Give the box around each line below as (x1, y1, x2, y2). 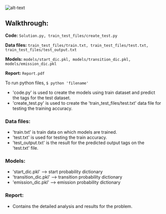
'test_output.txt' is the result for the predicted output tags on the (12, 140, 145, 146)
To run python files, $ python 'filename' (5, 80, 89, 86)
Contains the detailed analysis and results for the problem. (12, 203, 133, 209)
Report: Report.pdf (5, 70, 45, 76)
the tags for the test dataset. (12, 95, 71, 101)
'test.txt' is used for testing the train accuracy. (12, 135, 107, 141)
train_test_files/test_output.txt (5, 47, 77, 52)
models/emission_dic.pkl (5, 61, 57, 66)
